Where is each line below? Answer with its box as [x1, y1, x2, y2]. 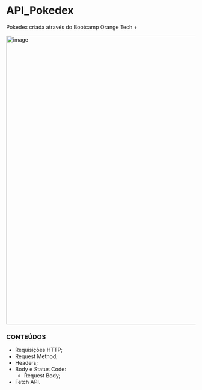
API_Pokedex [6, 4, 74, 17]
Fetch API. [14, 379, 41, 386]
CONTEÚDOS [6, 332, 46, 341]
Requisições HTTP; [14, 347, 63, 354]
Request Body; [23, 372, 61, 379]
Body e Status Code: [14, 365, 66, 373]
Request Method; [14, 353, 58, 360]
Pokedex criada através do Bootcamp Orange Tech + [6, 23, 138, 31]
